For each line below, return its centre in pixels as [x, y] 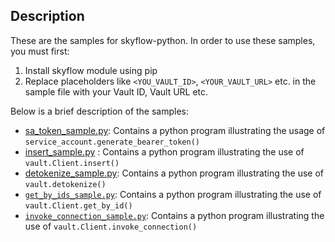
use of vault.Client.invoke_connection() [111, 226]
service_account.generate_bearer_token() [112, 142]
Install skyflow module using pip [91, 70]
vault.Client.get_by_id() [78, 205]
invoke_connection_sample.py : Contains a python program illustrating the [174, 215]
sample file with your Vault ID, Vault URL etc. [116, 91]
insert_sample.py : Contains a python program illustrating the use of [164, 151]
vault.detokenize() [65, 184]
